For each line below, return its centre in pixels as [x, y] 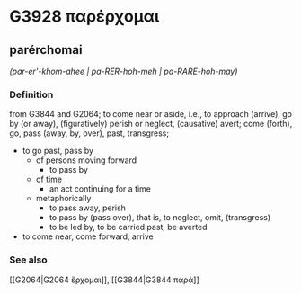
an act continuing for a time [100, 189]
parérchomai [46, 50]
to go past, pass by [58, 151]
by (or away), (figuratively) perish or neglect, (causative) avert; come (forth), [151, 124]
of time [49, 179]
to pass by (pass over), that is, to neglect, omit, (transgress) [160, 218]
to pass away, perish [87, 208]
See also [28, 260]
